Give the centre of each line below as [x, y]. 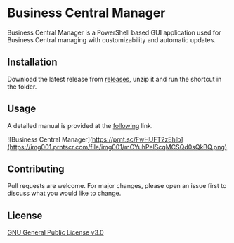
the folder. [22, 87]
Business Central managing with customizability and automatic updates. [111, 39]
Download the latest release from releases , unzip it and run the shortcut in [115, 79]
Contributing [36, 169]
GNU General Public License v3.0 [56, 232]
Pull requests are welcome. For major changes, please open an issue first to [117, 186]
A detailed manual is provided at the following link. [80, 125]
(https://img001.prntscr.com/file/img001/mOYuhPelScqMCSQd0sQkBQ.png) [117, 147]
